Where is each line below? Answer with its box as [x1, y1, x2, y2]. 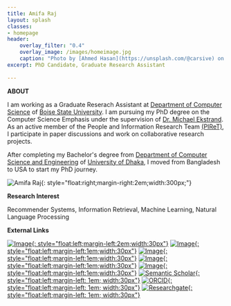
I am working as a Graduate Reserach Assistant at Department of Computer [7, 100, 223, 108]
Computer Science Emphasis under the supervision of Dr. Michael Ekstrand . [7, 115, 223, 123]
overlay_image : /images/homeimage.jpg [19, 49, 131, 56]
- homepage [7, 29, 39, 37]
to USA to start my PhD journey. [7, 165, 98, 173]
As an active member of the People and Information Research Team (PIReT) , [7, 122, 225, 131]
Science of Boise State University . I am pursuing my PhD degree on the [7, 108, 210, 116]
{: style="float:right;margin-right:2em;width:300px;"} [41, 178, 192, 187]
